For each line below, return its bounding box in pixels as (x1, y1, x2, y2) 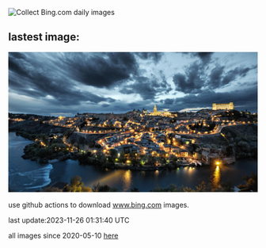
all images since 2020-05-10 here (8, 231, 119, 241)
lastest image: (8, 30, 80, 44)
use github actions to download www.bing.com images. (8, 200, 190, 210)
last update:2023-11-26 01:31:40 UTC (8, 216, 130, 225)
